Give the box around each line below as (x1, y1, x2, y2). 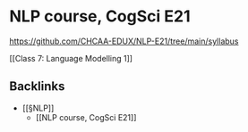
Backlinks (9, 78, 65, 95)
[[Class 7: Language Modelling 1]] (9, 53, 133, 63)
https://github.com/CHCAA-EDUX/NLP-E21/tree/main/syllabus (9, 36, 239, 46)
